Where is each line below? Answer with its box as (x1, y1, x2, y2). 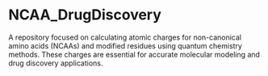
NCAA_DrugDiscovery (8, 6, 161, 24)
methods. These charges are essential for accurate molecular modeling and (8, 49, 261, 59)
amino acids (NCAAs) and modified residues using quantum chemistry (8, 40, 242, 50)
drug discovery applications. (8, 58, 103, 68)
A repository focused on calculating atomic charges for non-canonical (8, 32, 242, 42)
